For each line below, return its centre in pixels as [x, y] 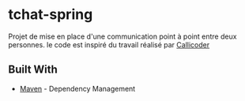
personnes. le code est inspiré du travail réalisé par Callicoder [109, 44]
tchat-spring [51, 15]
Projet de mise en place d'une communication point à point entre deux [122, 36]
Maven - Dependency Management [77, 88]
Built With [33, 70]
